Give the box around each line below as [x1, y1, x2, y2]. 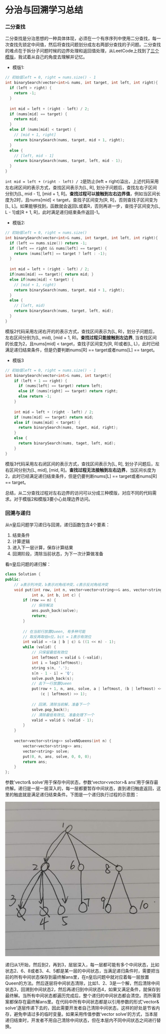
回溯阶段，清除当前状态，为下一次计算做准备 [12, 551, 104, 557]
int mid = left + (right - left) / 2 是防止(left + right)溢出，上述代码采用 [5, 178, 159, 184]
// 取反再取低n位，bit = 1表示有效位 [23, 634, 91, 639]
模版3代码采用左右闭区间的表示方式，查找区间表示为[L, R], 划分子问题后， [5, 460, 156, 467]
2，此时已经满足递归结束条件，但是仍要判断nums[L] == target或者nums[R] [5, 473, 157, 479]
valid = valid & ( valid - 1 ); [31, 717, 94, 723]
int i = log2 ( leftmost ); [31, 660, 83, 665]
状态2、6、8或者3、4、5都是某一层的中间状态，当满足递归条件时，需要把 [5, 968, 156, 974]
